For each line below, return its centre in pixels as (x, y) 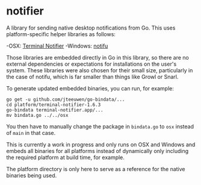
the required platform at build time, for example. (66, 157)
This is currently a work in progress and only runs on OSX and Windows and (101, 144)
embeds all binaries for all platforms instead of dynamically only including (97, 151)
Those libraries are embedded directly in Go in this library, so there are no (98, 57)
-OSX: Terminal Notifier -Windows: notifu (57, 46)
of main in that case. (31, 133)
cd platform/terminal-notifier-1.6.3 (54, 105)
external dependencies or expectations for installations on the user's (91, 64)
